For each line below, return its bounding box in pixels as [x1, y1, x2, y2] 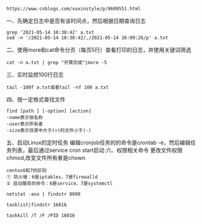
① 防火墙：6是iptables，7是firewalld [6, 174, 98, 180]
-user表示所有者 [6, 121, 43, 127]
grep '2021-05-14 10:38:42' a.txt [6, 29, 95, 35]
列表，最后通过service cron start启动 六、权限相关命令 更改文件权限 [11, 146, 182, 154]
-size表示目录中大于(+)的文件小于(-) [6, 128, 92, 134]
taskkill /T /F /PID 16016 [6, 212, 75, 219]
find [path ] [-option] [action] [6, 108, 92, 114]
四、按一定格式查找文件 [6, 96, 65, 103]
